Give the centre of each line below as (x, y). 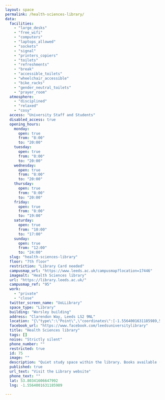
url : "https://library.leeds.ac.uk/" (48, 280)
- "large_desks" (31, 28)
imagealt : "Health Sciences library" (48, 275)
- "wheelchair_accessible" (41, 78)
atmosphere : (22, 97)
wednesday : (25, 166)
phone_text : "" (25, 376)
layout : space (20, 10)
